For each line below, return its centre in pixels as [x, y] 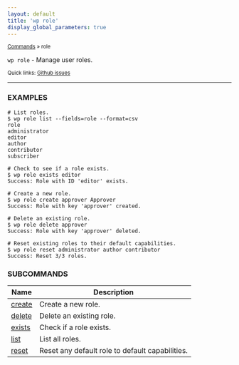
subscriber [23, 156]
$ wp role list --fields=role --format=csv [73, 118]
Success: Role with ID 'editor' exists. [68, 181]
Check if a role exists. [75, 327]
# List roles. [28, 112]
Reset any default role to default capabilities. [113, 350]
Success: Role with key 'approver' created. [74, 206]
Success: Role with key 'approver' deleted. [74, 231]
